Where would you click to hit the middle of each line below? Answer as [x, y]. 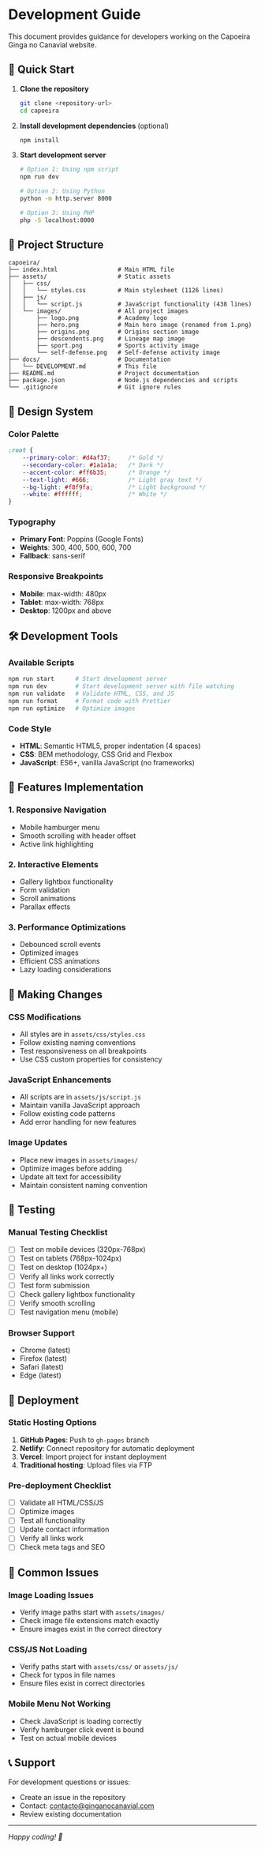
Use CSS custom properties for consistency [91, 1059]
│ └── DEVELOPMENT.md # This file [82, 366]
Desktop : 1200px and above [65, 611]
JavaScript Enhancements [60, 1080]
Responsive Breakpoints [56, 577]
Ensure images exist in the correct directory [91, 1629]
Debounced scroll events [60, 945]
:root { [21, 451]
